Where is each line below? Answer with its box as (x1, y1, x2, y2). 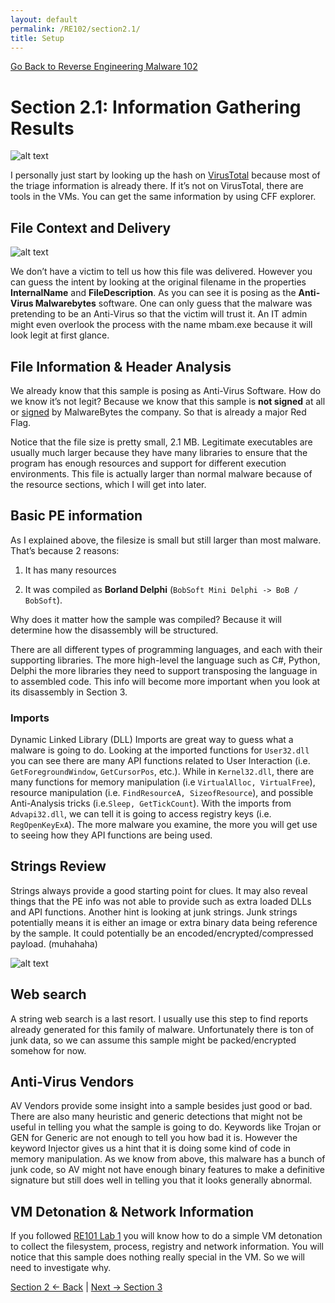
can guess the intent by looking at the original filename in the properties (10, 276, 307, 288)
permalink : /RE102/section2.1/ (10, 24, 141, 34)
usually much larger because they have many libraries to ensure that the (10, 446, 308, 458)
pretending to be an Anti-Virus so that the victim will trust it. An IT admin (10, 308, 308, 320)
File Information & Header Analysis (10, 358, 232, 375)
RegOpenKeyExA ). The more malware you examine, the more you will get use (10, 819, 318, 831)
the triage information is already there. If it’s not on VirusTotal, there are (10, 180, 304, 192)
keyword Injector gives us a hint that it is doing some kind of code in (10, 1142, 292, 1155)
